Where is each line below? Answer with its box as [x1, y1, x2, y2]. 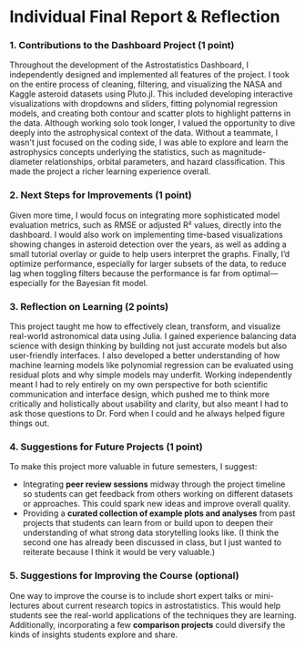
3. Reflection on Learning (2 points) [9, 300, 169, 313]
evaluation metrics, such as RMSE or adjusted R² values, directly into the [9, 219, 282, 230]
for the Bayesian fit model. [49, 277, 148, 288]
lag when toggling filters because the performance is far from [9, 267, 241, 279]
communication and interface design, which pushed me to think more [9, 389, 270, 400]
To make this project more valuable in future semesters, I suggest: [9, 461, 258, 472]
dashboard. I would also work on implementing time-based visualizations [9, 229, 284, 240]
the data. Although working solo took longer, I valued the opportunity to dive [9, 118, 296, 129]
